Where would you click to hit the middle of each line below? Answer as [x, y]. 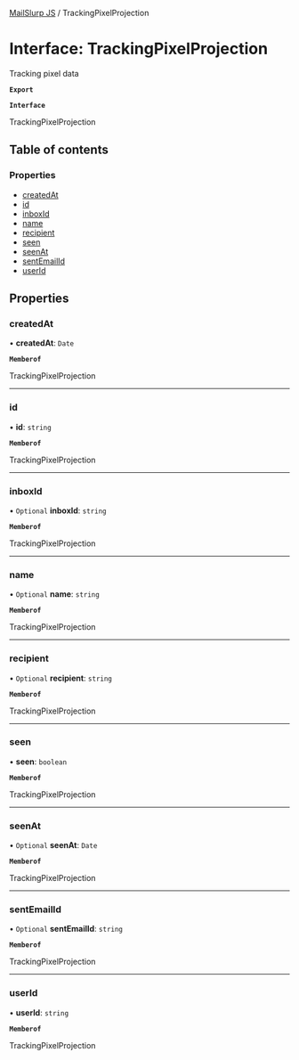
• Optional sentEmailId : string [66, 929]
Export [21, 90]
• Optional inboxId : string [58, 510]
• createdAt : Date [41, 343]
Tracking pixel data [44, 73]
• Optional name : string [54, 594]
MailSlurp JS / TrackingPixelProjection [79, 13]
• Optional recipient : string [61, 678]
